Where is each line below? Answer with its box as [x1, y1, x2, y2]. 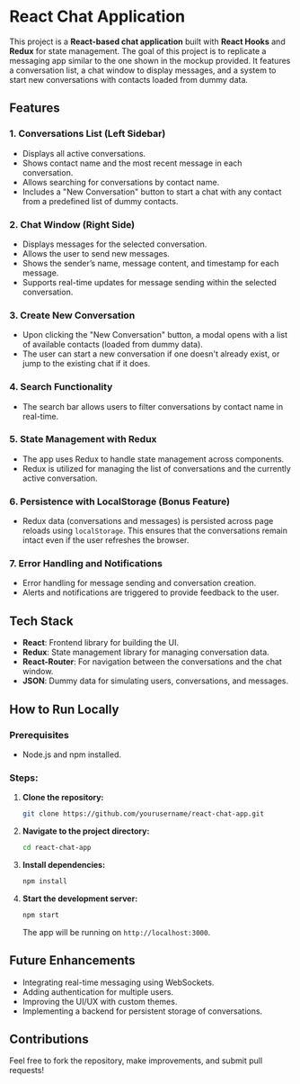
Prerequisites [9, 728, 69, 741]
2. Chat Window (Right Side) [9, 218, 136, 230]
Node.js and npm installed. [22, 749, 122, 760]
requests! [9, 1065, 45, 1076]
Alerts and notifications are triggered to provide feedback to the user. [22, 587, 279, 598]
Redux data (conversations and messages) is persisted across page [22, 516, 274, 527]
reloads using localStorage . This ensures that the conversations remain [22, 525, 287, 537]
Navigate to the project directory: [22, 826, 150, 836]
